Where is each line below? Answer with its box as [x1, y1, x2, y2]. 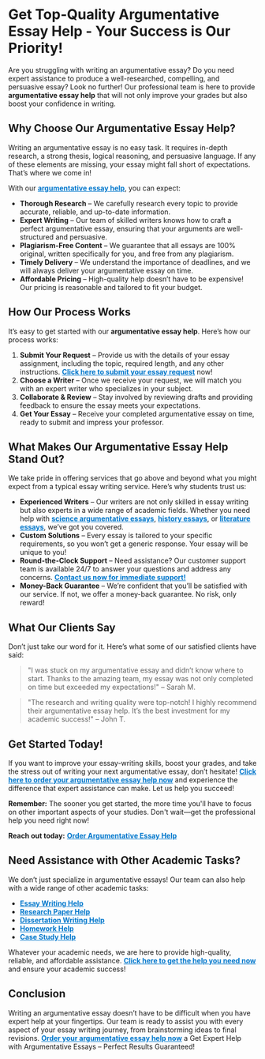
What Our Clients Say [8, 620, 116, 634]
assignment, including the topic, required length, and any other [19, 358, 225, 368]
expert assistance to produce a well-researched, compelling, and [8, 73, 220, 83]
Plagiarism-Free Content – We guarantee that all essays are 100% [19, 240, 237, 250]
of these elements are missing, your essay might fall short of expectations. [8, 160, 251, 169]
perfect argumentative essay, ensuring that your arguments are [19, 224, 226, 233]
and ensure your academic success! [8, 964, 126, 974]
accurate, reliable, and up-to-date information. [19, 207, 171, 217]
